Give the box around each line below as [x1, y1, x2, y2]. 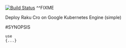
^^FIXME [36, 5, 54, 10]
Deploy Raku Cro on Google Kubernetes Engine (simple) [5, 14, 122, 20]
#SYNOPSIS [5, 24, 31, 30]
